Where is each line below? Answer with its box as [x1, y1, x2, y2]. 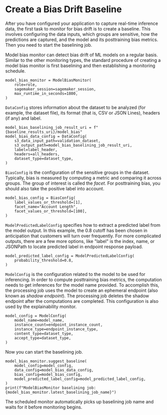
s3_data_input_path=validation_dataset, [14, 138, 101, 143]
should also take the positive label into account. [5, 185, 105, 191]
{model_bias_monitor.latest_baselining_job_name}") [5, 390, 116, 395]
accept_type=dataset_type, [14, 335, 71, 340]
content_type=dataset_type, [14, 331, 73, 336]
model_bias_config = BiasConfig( [5, 195, 76, 200]
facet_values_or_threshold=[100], [14, 209, 87, 214]
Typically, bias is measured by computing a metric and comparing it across [5, 175, 162, 181]
